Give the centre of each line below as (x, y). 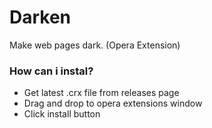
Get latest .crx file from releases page (101, 93)
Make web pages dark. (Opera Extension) (95, 45)
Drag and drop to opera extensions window (113, 103)
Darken (40, 17)
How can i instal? (51, 71)
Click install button (62, 114)
